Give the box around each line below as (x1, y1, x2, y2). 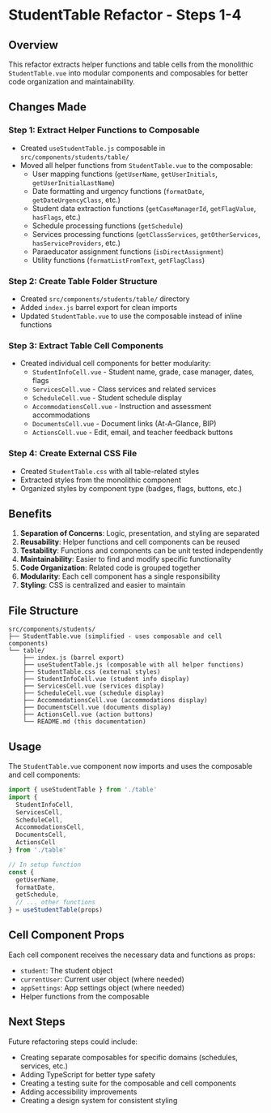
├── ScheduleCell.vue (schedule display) (23, 689, 164, 697)
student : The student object (19, 965, 113, 975)
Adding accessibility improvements (19, 1086, 138, 1097)
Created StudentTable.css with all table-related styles (19, 466, 200, 476)
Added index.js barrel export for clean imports (19, 302, 178, 312)
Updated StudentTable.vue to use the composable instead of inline (19, 311, 243, 321)
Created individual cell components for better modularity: (19, 359, 212, 369)
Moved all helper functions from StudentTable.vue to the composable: (19, 160, 253, 170)
